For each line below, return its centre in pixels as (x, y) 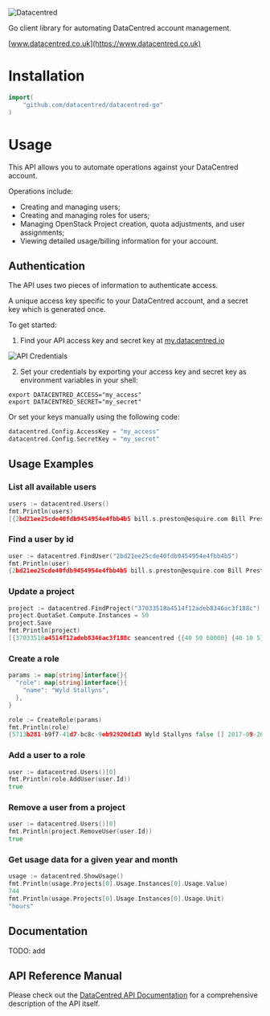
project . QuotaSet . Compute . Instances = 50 (79, 616)
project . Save (30, 623)
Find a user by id (41, 539)
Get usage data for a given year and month (93, 860)
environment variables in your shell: (79, 380)
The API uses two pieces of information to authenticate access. (113, 285)
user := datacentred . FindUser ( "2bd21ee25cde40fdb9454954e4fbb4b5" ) (124, 556)
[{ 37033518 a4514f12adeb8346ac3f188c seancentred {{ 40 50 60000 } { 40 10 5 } (136, 638)
